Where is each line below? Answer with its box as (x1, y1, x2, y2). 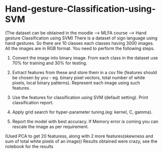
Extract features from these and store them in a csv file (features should (12, 69, 157, 75)
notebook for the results (5, 143, 54, 149)
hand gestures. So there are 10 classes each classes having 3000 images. (5, 40, 154, 46)
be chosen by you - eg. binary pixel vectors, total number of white (12, 75, 145, 80)
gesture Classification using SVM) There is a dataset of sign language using (5, 35, 158, 41)
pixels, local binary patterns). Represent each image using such (12, 79, 140, 86)
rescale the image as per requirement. (12, 123, 89, 130)
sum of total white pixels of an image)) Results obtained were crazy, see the (5, 138, 158, 144)
